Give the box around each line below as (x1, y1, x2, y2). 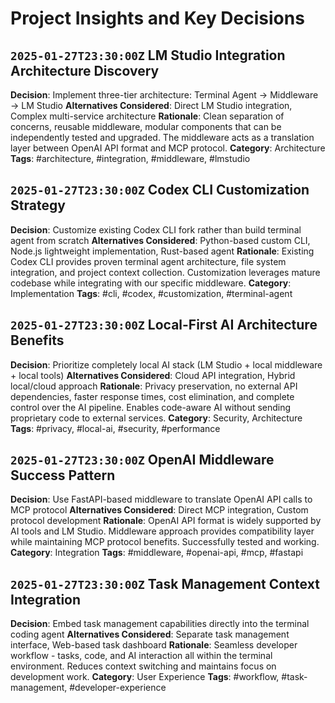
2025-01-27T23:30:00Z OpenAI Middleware (10, 452, 275, 469)
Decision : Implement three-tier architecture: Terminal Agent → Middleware (10, 89, 319, 101)
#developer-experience (69, 682, 167, 694)
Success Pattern (10, 467, 116, 484)
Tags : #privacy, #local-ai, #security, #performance (10, 422, 221, 434)
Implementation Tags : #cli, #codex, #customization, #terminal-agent (10, 287, 293, 299)
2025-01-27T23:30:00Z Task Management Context (10, 575, 320, 592)
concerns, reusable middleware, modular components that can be (10, 121, 282, 132)
